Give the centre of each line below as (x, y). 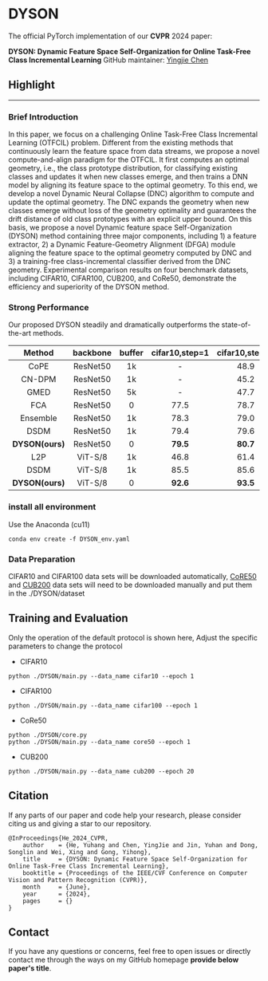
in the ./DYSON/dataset (47, 593)
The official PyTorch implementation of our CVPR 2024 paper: (110, 36)
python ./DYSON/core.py (48, 735)
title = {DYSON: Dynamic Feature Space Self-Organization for (135, 859)
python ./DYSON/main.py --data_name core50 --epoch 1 (100, 742)
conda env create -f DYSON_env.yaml (69, 539)
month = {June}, (57, 887)
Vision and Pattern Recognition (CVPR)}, (78, 880)
